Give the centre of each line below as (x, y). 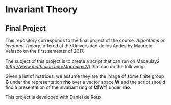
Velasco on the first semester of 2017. (45, 51)
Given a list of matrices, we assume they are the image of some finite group (85, 76)
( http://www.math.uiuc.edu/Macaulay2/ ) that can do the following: (75, 67)
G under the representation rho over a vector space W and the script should (86, 82)
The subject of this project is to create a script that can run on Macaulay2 (82, 61)
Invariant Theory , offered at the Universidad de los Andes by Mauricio (79, 46)
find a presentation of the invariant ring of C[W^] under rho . (68, 87)
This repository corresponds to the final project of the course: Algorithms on (86, 40)
